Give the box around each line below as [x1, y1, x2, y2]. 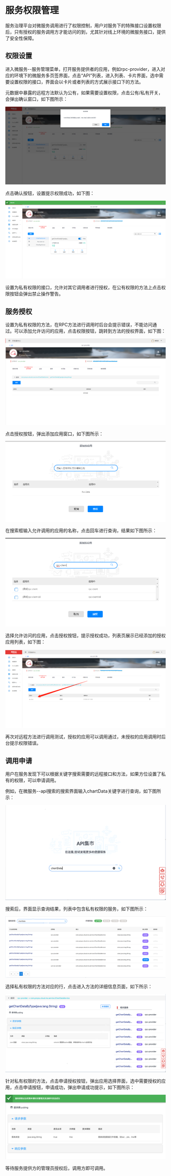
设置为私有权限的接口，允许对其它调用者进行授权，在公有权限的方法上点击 [5, 285, 161, 291]
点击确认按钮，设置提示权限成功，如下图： [5, 190, 95, 196]
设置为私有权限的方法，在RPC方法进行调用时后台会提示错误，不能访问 [5, 322, 153, 328]
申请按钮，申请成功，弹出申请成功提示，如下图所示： [22, 1084, 135, 1090]
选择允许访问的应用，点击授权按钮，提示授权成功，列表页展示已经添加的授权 [5, 632, 166, 638]
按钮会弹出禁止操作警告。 [9, 291, 64, 297]
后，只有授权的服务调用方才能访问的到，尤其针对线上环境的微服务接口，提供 [5, 29, 166, 35]
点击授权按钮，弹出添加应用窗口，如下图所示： [5, 431, 103, 437]
